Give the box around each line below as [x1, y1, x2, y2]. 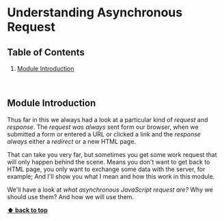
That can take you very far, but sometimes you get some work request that [7, 150, 217, 158]
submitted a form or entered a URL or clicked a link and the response [7, 130, 201, 138]
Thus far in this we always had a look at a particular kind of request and [7, 115, 208, 123]
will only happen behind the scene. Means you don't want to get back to [7, 158, 210, 166]
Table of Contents [7, 46, 85, 58]
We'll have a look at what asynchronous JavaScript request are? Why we [7, 186, 213, 194]
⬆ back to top [7, 206, 48, 214]
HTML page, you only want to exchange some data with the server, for [7, 165, 206, 173]
